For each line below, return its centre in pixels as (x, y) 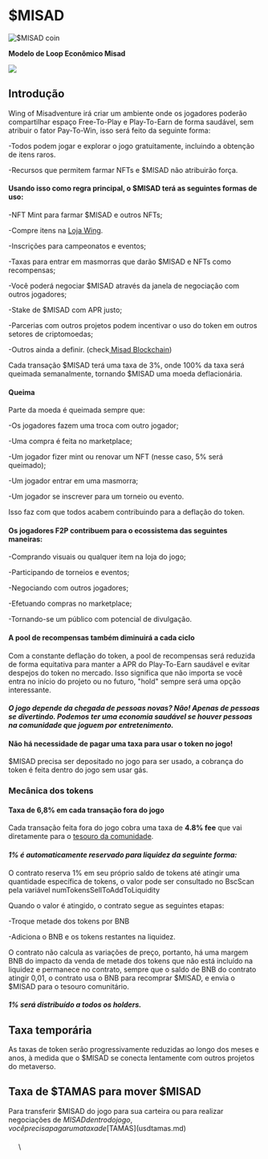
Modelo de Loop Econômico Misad (67, 53)
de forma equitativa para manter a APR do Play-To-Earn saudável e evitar (129, 664)
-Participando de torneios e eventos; (69, 573)
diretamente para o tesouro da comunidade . (81, 836)
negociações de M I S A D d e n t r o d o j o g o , (71, 1120)
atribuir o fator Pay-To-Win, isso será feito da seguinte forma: (110, 130)
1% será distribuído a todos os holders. (75, 1005)
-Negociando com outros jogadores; (69, 588)
